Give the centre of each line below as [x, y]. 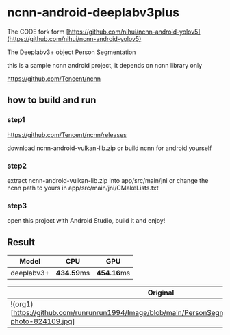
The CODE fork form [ [38, 32]
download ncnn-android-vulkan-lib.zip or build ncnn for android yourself [110, 148]
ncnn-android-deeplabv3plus [93, 13]
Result [21, 242]
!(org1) [22, 304]
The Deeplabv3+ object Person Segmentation [72, 52]
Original [161, 293]
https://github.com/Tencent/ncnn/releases [67, 134]
